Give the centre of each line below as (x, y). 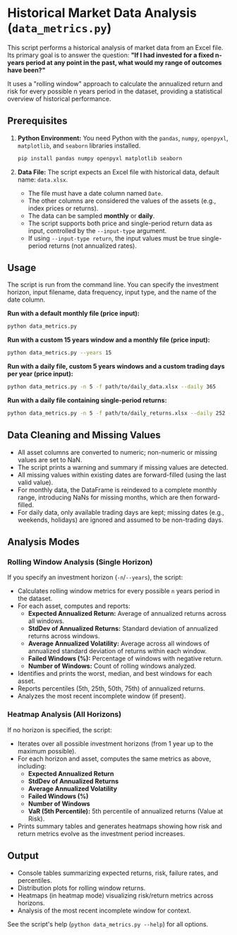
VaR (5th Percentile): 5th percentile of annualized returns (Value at (126, 811)
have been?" (26, 70)
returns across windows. (64, 636)
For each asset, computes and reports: (74, 606)
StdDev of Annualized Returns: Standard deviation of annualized (123, 629)
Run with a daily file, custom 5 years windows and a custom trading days (116, 367)
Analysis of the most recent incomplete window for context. (104, 910)
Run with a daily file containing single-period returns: (87, 400)
